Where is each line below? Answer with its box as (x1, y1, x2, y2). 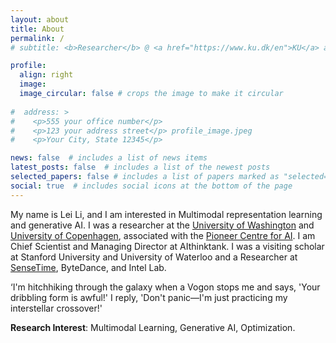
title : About (10, 24, 65, 34)
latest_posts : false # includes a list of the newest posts (10, 162, 271, 173)
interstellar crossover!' (10, 302, 103, 314)
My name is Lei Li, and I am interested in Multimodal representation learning (10, 208, 323, 220)
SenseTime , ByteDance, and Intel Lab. (10, 261, 167, 273)
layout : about (10, 14, 70, 25)
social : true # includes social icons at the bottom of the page (10, 181, 293, 191)
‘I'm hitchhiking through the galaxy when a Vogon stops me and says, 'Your (10, 281, 321, 293)
